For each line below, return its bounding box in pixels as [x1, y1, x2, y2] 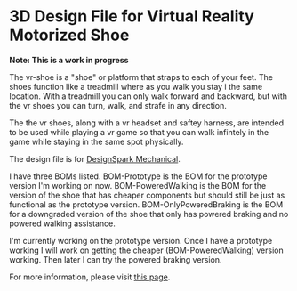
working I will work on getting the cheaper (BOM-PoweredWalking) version [9, 245, 284, 255]
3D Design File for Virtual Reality [9, 6, 255, 27]
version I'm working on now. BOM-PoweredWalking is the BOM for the [9, 180, 267, 190]
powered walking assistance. [9, 218, 116, 229]
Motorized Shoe [9, 25, 130, 45]
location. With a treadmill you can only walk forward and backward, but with [9, 91, 287, 101]
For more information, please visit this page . [9, 271, 171, 282]
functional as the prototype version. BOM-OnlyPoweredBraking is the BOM [9, 198, 284, 210]
